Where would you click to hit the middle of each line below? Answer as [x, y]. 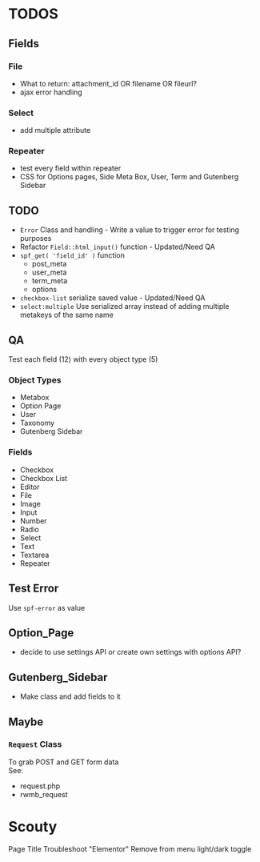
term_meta [50, 281]
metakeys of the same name [66, 315]
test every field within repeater [70, 168]
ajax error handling [51, 92]
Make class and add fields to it [70, 696]
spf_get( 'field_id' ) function [72, 255]
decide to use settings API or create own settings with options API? [130, 652]
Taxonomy [37, 423]
